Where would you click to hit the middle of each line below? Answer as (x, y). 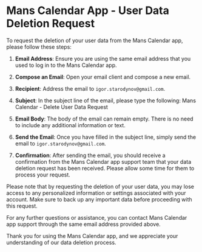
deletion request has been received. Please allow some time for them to (105, 168)
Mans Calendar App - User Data (88, 11)
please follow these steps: (39, 47)
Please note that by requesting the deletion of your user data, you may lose (100, 186)
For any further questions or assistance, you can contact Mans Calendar (97, 217)
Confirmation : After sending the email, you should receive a (90, 155)
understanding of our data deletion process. (61, 242)
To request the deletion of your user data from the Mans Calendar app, (95, 40)
